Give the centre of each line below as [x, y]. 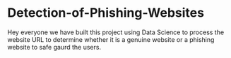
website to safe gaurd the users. [54, 47]
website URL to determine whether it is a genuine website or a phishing [111, 39]
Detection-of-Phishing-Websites [106, 13]
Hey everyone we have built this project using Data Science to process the [116, 32]
